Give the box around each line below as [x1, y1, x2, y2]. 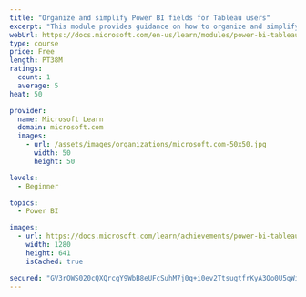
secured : [9, 273, 43, 282]
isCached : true [25, 257, 84, 266]
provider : [9, 106, 47, 115]
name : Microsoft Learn [17, 115, 104, 124]
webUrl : [9, 30, 39, 39]
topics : [9, 198, 39, 208]
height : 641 [25, 248, 71, 258]
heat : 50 [9, 89, 43, 98]
